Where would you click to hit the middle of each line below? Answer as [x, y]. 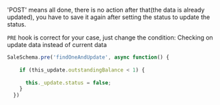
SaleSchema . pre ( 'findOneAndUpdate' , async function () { [88, 57]
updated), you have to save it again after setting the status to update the [109, 17]
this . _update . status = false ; [68, 82]
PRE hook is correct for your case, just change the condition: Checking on [110, 37]
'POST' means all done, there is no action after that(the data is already [106, 10]
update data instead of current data [57, 45]
